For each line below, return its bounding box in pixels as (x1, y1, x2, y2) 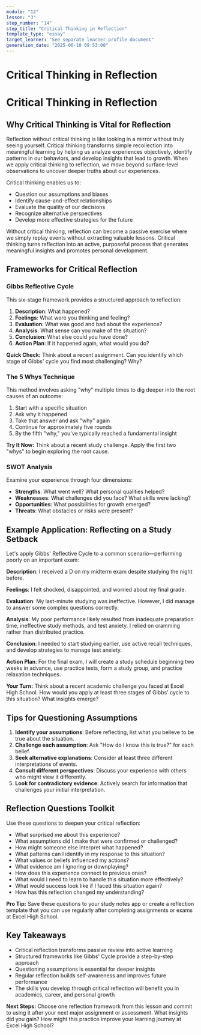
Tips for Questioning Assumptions (6, 712, 138, 723)
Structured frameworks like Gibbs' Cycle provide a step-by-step (14, 953, 174, 960)
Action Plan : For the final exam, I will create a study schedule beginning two (6, 658, 194, 666)
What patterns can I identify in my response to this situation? (14, 850, 165, 857)
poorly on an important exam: (6, 556, 79, 563)
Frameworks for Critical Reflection (6, 264, 138, 275)
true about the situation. (14, 735, 74, 742)
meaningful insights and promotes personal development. (6, 247, 149, 254)
